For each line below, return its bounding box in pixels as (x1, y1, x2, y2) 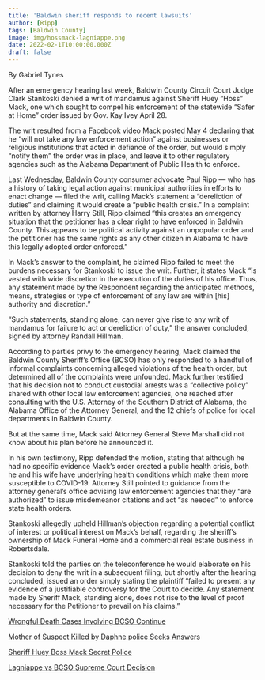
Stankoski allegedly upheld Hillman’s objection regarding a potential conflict (8, 519, 255, 528)
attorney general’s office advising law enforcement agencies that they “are (8, 487, 252, 496)
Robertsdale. (8, 544, 50, 553)
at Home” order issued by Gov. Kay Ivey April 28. (8, 111, 168, 119)
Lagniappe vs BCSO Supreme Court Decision (8, 663, 156, 672)
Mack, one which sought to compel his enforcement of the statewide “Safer (8, 102, 255, 111)
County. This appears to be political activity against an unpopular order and (8, 225, 255, 234)
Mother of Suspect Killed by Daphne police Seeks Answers (8, 632, 200, 641)
